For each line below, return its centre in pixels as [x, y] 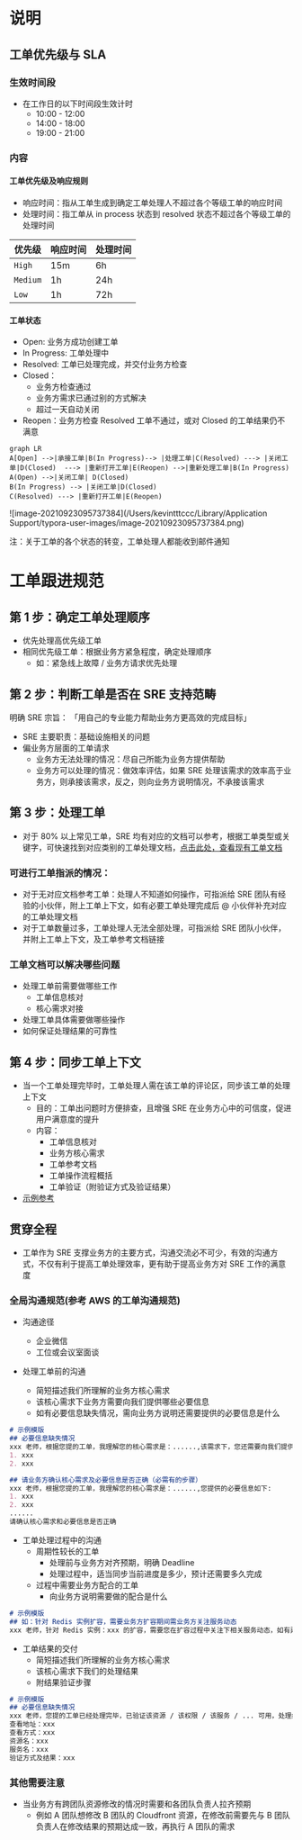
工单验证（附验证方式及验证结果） [112, 1187]
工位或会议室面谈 [67, 1352]
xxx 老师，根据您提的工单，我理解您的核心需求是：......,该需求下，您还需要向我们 [145, 1447]
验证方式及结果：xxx [42, 1758]
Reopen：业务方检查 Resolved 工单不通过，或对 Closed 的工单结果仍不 [154, 420]
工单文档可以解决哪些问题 [65, 965]
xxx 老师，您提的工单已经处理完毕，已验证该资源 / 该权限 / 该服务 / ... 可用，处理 [151, 1716]
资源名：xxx [29, 1741]
